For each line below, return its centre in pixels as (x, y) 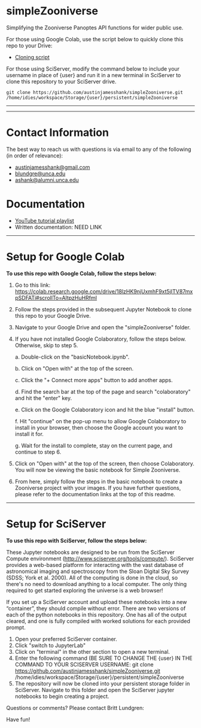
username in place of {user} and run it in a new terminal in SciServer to (94, 75)
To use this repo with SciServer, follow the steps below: (77, 541)
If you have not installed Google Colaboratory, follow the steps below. (100, 339)
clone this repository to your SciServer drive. (61, 81)
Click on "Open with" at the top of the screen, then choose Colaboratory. (104, 463)
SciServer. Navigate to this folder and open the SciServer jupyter (95, 690)
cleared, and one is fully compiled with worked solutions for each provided (98, 621)
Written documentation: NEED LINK (58, 227)
